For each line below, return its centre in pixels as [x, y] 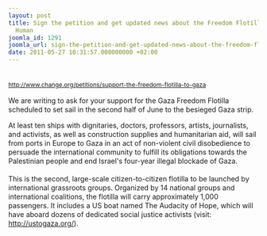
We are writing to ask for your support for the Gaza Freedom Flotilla [119, 101]
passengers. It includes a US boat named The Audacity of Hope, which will [131, 206]
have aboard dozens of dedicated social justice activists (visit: [110, 214]
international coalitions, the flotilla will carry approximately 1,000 [113, 196]
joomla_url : [28, 45]
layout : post [30, 15]
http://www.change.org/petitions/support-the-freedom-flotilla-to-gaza [107, 85]
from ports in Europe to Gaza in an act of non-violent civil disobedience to [129, 143]
